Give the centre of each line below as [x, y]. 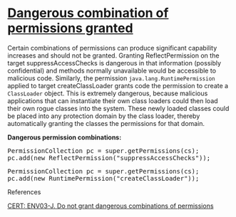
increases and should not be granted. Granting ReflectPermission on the [113, 55]
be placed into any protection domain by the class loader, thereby [104, 116]
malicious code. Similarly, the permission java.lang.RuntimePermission [111, 78]
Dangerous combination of [88, 13]
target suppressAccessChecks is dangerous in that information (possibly [114, 63]
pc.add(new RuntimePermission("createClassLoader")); [103, 178]
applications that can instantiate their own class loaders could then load [113, 100]
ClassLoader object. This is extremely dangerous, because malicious [108, 93]
